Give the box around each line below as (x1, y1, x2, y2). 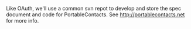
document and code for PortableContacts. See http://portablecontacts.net (6, 11, 185, 18)
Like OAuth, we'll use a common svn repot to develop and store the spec (6, 5, 182, 12)
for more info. (6, 17, 39, 24)
